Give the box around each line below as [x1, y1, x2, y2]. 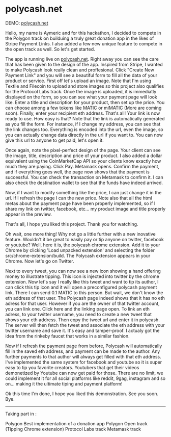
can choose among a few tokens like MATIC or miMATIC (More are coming [5, 105, 162, 111]
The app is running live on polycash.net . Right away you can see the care [5, 56, 159, 62]
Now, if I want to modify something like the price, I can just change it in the [5, 189, 162, 195]
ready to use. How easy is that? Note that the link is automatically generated [5, 115, 165, 121]
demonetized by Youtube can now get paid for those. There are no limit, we [5, 370, 164, 376]
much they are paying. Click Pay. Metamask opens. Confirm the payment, [5, 163, 160, 169]
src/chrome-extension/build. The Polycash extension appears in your [5, 252, 151, 259]
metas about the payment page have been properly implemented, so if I [5, 200, 156, 207]
